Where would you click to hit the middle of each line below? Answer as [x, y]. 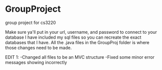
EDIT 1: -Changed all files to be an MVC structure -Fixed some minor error [80, 57]
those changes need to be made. [39, 47]
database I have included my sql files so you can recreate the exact [73, 37]
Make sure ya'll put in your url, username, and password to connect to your [81, 32]
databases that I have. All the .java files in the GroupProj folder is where [77, 42]
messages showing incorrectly [36, 62]
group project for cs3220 [31, 23]
